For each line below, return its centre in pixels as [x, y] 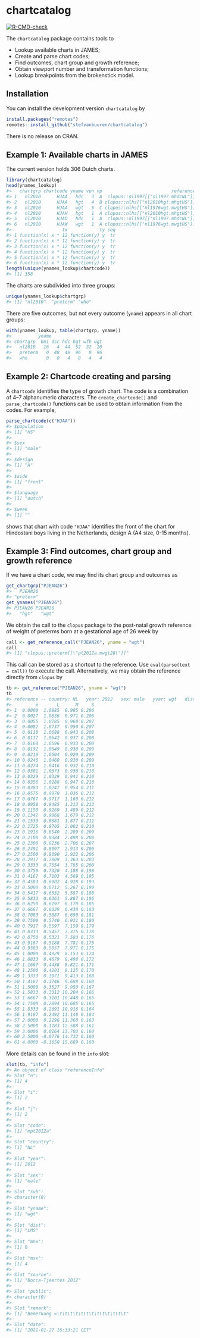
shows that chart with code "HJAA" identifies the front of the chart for [91, 526]
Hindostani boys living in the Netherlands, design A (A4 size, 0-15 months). [98, 533]
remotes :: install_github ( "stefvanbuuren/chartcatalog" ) [77, 125]
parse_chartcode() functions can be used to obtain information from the [94, 404]
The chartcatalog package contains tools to [60, 38]
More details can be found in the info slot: [58, 1053]
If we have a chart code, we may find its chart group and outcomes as [92, 575]
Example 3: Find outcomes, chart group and [89, 551]
